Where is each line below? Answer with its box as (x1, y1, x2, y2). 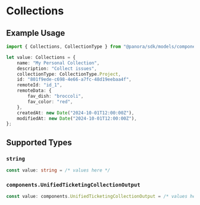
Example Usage (6, 28, 65, 38)
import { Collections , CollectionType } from (6, 44, 121, 49)
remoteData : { (17, 88, 52, 94)
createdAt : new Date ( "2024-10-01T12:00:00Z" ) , (17, 110, 135, 116)
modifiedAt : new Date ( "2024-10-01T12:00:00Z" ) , (17, 115, 137, 122)
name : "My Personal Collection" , (17, 60, 100, 66)
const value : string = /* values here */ (6, 167, 111, 173)
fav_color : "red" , (27, 98, 73, 105)
